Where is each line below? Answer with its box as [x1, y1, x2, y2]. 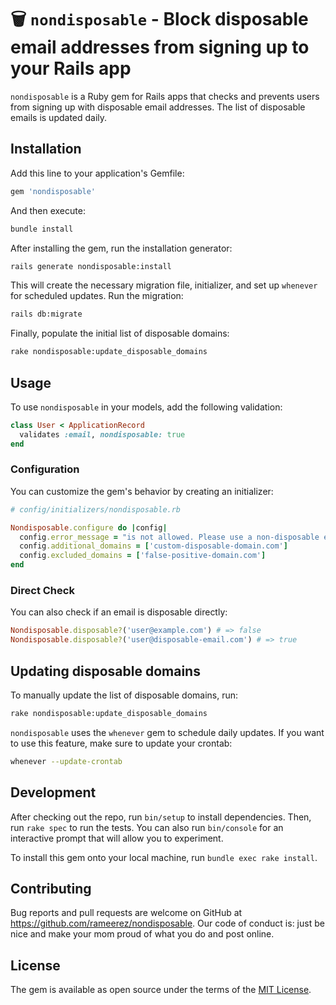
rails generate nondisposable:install [10, 261, 172, 271]
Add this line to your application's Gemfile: [10, 167, 185, 179]
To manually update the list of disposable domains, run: [10, 689, 239, 701]
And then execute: [10, 204, 86, 216]
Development [10, 784, 97, 801]
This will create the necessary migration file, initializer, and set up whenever [10, 279, 318, 291]
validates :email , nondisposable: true [19, 429, 186, 440]
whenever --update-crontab [10, 756, 123, 766]
